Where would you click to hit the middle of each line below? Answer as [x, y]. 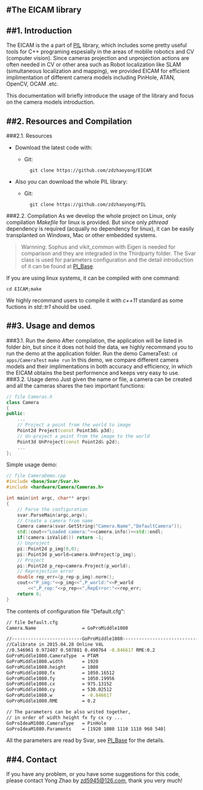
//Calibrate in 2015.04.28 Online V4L [55, 645]
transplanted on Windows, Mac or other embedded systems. [82, 235]
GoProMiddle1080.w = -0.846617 [59, 695]
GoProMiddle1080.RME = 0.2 [51, 701]
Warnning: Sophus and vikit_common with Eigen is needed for [98, 247]
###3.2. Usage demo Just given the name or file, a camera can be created [99, 379]
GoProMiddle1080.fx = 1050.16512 [60, 673]
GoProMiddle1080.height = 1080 [52, 667]
